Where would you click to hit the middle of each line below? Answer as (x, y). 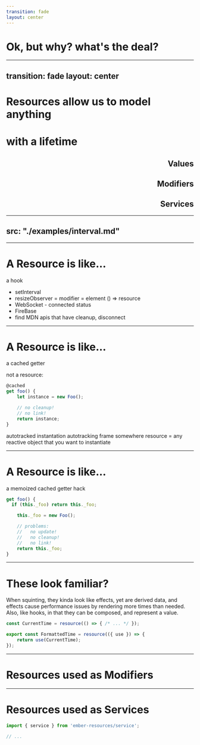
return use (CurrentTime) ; (49, 640)
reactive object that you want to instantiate (59, 442)
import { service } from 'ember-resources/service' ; (73, 725)
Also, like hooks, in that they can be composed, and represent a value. (92, 613)
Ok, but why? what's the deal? (82, 47)
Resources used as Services (78, 710)
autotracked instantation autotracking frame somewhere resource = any (94, 435)
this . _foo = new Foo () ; (46, 516)
